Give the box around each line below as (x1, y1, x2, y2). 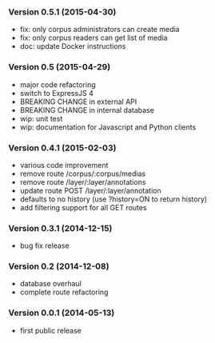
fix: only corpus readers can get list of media (19, 33, 168, 42)
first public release (19, 325, 82, 335)
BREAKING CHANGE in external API (19, 97, 137, 106)
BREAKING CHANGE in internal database (19, 105, 154, 114)
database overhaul (19, 279, 82, 289)
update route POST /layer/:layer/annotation (19, 185, 161, 195)
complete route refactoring (19, 287, 109, 297)
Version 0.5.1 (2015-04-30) (8, 6, 117, 18)
